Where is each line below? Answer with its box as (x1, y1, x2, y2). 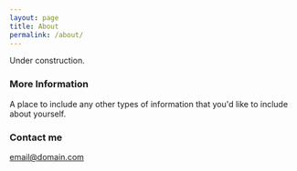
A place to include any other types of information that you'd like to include (9, 98, 289, 109)
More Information (9, 78, 89, 91)
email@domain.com (9, 151, 85, 162)
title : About (9, 22, 59, 31)
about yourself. (9, 108, 67, 119)
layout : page (9, 13, 59, 23)
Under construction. (9, 55, 85, 66)
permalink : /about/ (9, 30, 84, 39)
